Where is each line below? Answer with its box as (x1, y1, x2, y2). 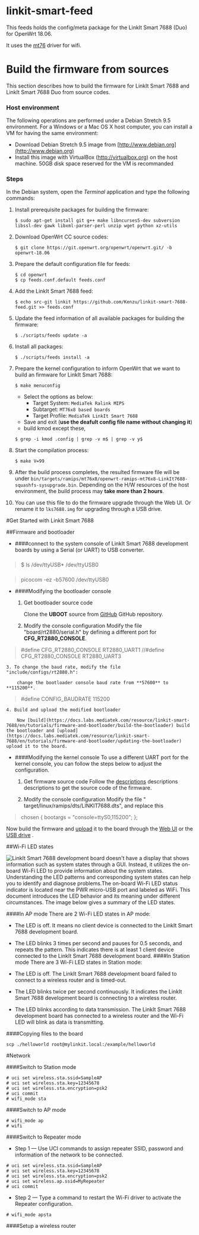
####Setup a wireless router (6, 1223, 76, 1230)
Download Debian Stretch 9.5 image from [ (14, 141, 120, 148)
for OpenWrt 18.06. (6, 30, 52, 37)
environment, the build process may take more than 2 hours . (14, 488, 165, 495)
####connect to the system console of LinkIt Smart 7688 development (14, 540, 188, 547)
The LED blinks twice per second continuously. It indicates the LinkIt (14, 988, 182, 995)
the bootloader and (6, 728, 55, 734)
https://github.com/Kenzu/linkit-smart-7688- (73, 299, 188, 305)
